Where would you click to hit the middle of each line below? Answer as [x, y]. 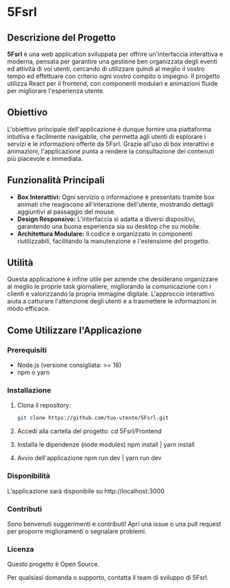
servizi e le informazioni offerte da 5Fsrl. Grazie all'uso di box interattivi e [111, 144]
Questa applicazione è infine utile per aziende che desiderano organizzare [113, 279]
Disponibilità [29, 476]
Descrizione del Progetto [61, 38]
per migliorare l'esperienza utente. [56, 91]
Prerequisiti [27, 350]
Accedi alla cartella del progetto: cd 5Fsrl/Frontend [89, 431]
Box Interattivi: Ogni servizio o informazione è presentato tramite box [116, 197]
